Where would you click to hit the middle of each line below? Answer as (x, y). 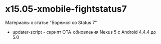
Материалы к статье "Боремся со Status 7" (51, 22)
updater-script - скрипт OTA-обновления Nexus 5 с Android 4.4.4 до (84, 32)
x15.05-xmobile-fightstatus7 (66, 9)
